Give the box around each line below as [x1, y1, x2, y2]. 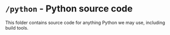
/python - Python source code [5, 3, 133, 14]
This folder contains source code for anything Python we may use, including [5, 19, 165, 25]
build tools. [5, 24, 29, 30]
